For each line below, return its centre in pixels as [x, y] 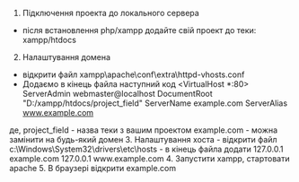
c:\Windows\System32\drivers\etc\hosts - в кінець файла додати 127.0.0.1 [147, 149]
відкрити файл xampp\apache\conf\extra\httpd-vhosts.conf [133, 74]
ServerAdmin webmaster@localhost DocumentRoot [117, 94]
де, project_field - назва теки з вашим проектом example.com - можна [144, 130]
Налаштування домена [66, 57]
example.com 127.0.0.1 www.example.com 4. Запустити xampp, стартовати [149, 159]
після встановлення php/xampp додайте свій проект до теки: [139, 30]
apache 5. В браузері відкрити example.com [93, 168]
